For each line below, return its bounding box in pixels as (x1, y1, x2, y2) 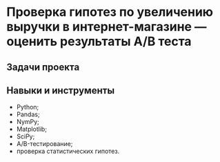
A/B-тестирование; (16, 140, 73, 148)
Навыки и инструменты (6, 84, 115, 96)
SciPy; (16, 132, 35, 141)
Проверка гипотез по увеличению (6, 4, 214, 20)
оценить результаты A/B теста (6, 34, 192, 49)
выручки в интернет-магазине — (6, 19, 208, 35)
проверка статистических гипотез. (16, 147, 120, 156)
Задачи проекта (6, 61, 80, 73)
